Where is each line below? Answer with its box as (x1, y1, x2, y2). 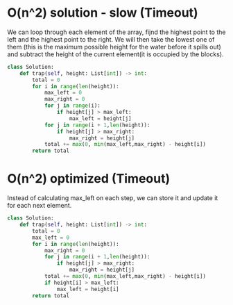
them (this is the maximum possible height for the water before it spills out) (7, 42, 222, 51)
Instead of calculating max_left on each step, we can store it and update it (7, 194, 218, 202)
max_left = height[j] (69, 115, 132, 122)
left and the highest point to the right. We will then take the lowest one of (7, 35, 215, 43)
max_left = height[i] (56, 286, 119, 292)
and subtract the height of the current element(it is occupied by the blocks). (7, 50, 224, 58)
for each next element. (7, 201, 72, 210)
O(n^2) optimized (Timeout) (7, 171, 171, 187)
